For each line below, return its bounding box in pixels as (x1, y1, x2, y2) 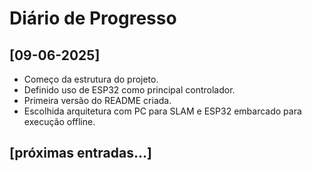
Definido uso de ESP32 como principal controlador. (23, 84, 236, 96)
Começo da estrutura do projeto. (23, 73, 159, 85)
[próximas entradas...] (9, 145, 152, 162)
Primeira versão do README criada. (23, 95, 172, 106)
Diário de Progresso (9, 7, 177, 30)
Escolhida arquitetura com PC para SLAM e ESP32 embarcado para (23, 105, 302, 117)
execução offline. (23, 116, 96, 127)
